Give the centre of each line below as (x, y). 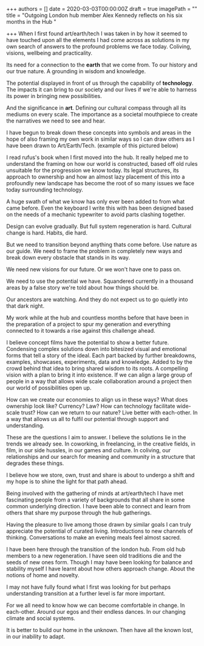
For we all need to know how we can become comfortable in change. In (96, 605)
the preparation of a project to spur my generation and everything (89, 324)
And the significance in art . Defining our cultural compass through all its (96, 108)
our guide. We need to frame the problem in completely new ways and (94, 251)
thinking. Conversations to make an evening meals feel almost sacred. (94, 538)
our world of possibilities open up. (49, 388)
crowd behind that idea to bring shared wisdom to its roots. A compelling (97, 368)
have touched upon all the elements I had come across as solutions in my (98, 40)
